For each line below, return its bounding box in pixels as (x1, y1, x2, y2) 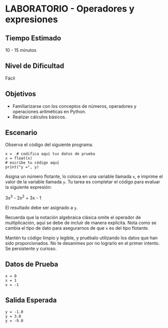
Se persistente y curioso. (5, 245, 57, 252)
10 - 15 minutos (5, 47, 37, 53)
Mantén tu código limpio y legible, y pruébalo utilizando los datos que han (5, 235, 158, 241)
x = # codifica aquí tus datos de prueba (5, 152, 95, 157)
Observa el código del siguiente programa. (5, 142, 94, 148)
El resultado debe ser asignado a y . (5, 205, 78, 211)
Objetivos (5, 90, 36, 98)
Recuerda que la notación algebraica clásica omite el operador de (5, 215, 141, 221)
